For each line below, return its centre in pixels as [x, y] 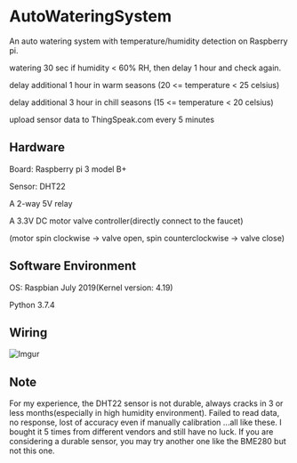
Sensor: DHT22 [38, 186]
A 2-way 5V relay [41, 203]
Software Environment [72, 266]
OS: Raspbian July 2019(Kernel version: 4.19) [91, 288]
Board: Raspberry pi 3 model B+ [68, 169]
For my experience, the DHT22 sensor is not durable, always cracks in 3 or [146, 403]
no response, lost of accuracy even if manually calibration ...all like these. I [145, 422]
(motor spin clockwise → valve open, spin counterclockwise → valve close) [147, 238]
